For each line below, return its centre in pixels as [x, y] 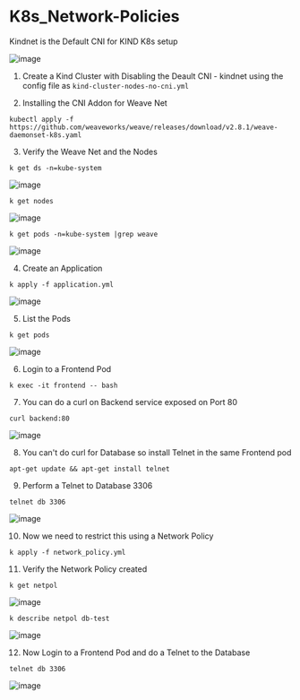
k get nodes [31, 201]
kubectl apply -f [42, 119]
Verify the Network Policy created [85, 569]
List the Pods [47, 318]
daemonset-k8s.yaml [46, 135]
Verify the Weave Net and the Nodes [90, 151]
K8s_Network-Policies [94, 17]
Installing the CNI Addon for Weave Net [94, 103]
